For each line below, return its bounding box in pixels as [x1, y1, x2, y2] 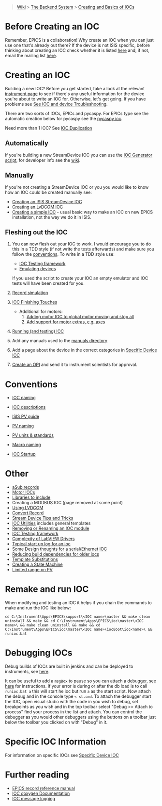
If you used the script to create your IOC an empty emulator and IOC [12, 275, 148, 281]
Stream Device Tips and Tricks [12, 515, 74, 521]
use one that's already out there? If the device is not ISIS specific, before [5, 42, 150, 48]
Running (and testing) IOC [12, 329, 64, 334]
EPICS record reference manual [12, 785, 75, 791]
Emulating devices [19, 266, 56, 272]
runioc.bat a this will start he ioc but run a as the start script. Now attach [5, 689, 151, 694]
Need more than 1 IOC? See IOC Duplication [5, 125, 92, 131]
